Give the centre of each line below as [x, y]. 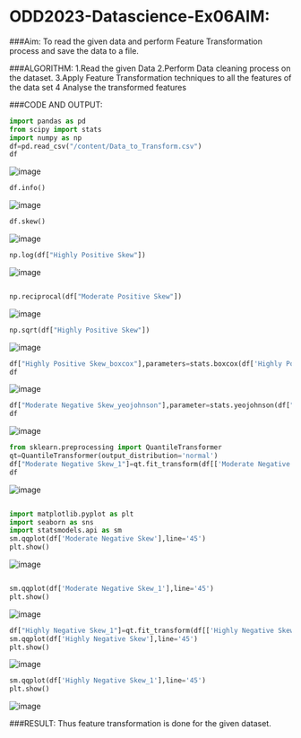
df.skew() [28, 221]
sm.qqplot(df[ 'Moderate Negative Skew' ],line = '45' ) [107, 539]
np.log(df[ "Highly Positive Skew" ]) [77, 256]
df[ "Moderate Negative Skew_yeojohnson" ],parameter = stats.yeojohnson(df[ [150, 405]
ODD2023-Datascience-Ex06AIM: [140, 17]
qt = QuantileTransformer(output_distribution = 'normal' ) [114, 456]
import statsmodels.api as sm [66, 531]
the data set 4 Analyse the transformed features [98, 87]
